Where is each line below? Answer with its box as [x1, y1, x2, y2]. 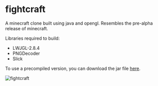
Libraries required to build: [5, 35, 60, 41]
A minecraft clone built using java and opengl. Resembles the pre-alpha [5, 20, 153, 26]
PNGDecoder [12, 50, 40, 56]
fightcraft [5, 4, 46, 15]
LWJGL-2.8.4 [12, 45, 40, 51]
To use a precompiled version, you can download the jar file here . [5, 65, 141, 71]
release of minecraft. [5, 25, 49, 31]
